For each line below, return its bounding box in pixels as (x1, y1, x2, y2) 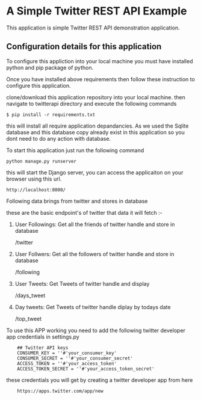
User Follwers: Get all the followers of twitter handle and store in (14, 250, 175, 257)
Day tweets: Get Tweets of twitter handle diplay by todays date (14, 303, 171, 310)
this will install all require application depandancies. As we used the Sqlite (6, 122, 189, 129)
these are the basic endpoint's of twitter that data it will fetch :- (6, 209, 162, 216)
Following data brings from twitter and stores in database (6, 197, 149, 205)
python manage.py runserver (6, 158, 77, 164)
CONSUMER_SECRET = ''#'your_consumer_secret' (17, 355, 134, 362)
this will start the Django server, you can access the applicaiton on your (6, 168, 184, 176)
